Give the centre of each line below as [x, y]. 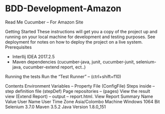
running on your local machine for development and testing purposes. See [80, 37]
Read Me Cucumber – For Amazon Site [44, 22]
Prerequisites [18, 47]
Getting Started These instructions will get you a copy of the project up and [81, 31]
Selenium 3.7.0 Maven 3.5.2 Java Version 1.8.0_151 [55, 107]
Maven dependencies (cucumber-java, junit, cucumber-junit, [73, 62]
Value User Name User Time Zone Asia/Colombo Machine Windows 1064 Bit [82, 101]
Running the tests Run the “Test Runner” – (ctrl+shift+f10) [63, 76]
